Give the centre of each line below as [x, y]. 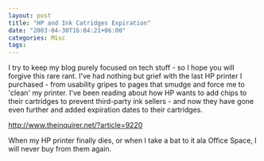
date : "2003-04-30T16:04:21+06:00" [67, 30]
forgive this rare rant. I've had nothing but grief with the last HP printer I [125, 76]
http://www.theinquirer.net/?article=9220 [76, 125]
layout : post [30, 15]
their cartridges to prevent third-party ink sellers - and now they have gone [131, 102]
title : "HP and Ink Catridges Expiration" [80, 23]
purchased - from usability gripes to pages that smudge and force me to [126, 85]
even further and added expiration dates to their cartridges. [105, 110]
